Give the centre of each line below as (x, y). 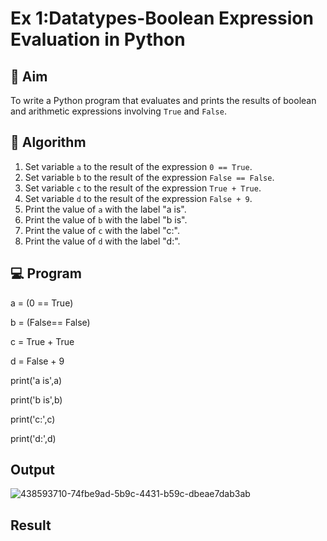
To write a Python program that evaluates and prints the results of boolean (163, 100)
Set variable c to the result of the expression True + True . (143, 188)
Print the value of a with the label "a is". (105, 209)
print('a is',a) (36, 380)
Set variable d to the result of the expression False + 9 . (138, 198)
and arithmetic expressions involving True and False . (118, 111)
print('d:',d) (33, 438)
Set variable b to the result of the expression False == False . (149, 177)
